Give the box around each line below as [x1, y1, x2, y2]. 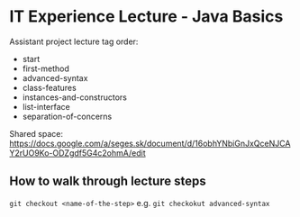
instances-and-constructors [22, 92, 128, 103]
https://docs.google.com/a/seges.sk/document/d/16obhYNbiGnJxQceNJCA [9, 138, 291, 149]
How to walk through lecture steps [9, 174, 207, 189]
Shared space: [9, 128, 63, 139]
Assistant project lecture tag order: [9, 36, 139, 47]
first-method [22, 63, 70, 74]
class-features [22, 82, 77, 93]
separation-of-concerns [22, 111, 113, 122]
